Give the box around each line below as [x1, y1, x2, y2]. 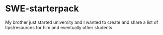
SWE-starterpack [5, 3, 79, 14]
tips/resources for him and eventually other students [5, 24, 113, 30]
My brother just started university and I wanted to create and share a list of [5, 19, 159, 25]
